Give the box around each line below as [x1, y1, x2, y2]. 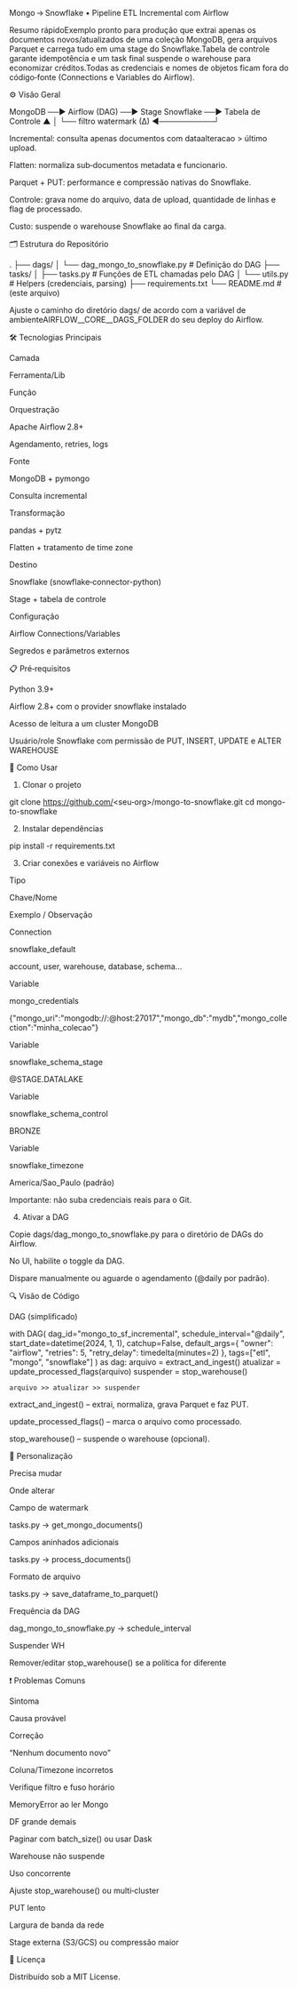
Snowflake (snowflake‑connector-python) [9, 577, 162, 587]
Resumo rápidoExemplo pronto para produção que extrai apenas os [9, 25, 257, 35]
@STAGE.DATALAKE [9, 1074, 84, 1084]
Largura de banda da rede [9, 1920, 105, 1930]
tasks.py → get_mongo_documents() [9, 1520, 144, 1530]
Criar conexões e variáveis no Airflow [21, 858, 160, 868]
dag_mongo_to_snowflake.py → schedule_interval [9, 1623, 191, 1633]
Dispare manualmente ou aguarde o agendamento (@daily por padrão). [9, 1273, 270, 1283]
